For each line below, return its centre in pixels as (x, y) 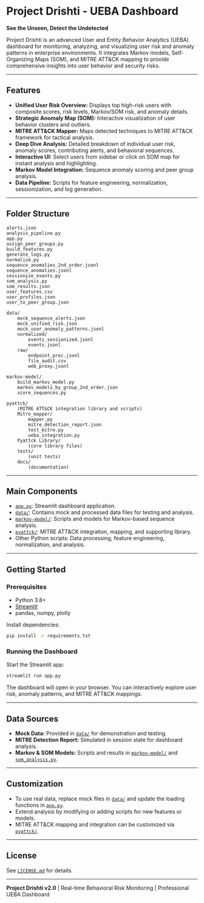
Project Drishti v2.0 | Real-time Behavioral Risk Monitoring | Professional (98, 888)
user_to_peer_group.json (38, 302)
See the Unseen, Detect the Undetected (57, 28)
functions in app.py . (40, 805)
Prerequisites (26, 586)
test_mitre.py (46, 430)
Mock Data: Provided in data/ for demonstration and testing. (91, 733)
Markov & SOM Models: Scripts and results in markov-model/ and (96, 752)
